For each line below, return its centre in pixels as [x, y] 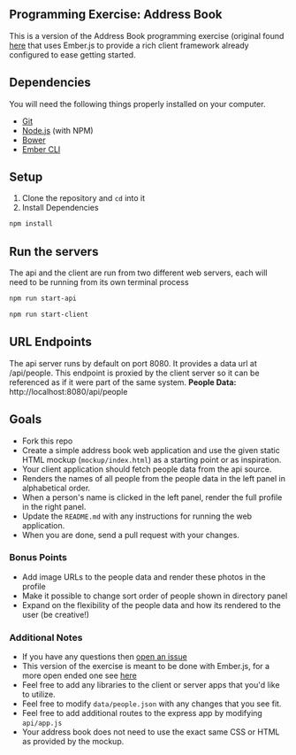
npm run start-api [43, 299]
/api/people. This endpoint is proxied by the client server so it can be [134, 373]
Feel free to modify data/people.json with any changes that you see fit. [152, 704]
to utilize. [38, 695]
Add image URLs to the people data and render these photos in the [144, 577]
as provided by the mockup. [73, 742]
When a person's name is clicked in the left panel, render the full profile [152, 497]
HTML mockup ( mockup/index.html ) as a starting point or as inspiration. [152, 459]
